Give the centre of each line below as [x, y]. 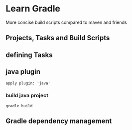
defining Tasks [29, 55]
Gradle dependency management [59, 121]
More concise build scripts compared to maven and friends [66, 22]
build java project [27, 96]
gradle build [19, 106]
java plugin [23, 72]
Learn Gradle [33, 9]
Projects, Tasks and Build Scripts [58, 38]
